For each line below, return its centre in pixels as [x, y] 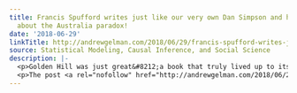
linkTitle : [29, 42]
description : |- [39, 58]
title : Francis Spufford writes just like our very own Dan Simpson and [146, 17]
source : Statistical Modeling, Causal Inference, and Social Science [140, 50]
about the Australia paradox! [72, 26]
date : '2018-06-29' [45, 34]
